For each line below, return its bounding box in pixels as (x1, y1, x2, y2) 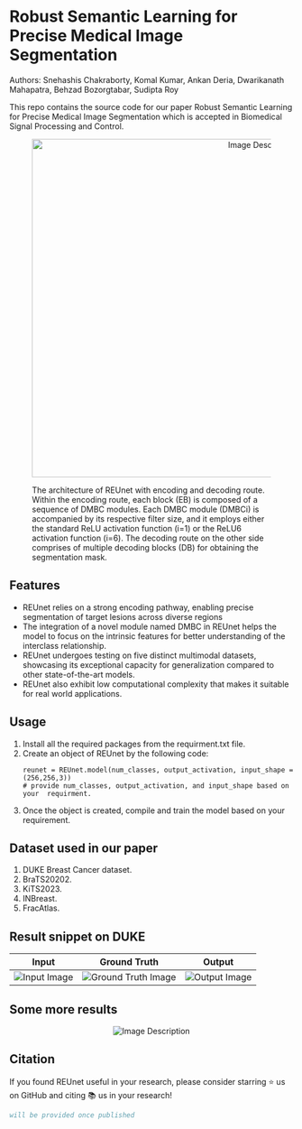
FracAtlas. (22, 902, 60, 913)
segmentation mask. (32, 551, 108, 562)
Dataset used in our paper (9, 840, 158, 856)
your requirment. (22, 789, 92, 798)
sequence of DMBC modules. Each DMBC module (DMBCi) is (32, 504, 260, 514)
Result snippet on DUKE (9, 929, 146, 944)
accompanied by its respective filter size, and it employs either (32, 513, 265, 524)
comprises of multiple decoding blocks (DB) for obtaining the (32, 541, 259, 552)
